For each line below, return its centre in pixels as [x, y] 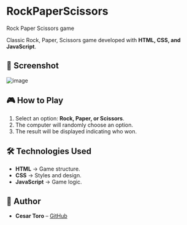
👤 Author [24, 201]
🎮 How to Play [35, 101]
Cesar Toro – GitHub [41, 216]
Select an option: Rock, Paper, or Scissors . [70, 118]
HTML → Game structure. [48, 169]
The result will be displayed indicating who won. [76, 131]
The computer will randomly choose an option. [74, 125]
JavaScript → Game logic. [48, 182]
